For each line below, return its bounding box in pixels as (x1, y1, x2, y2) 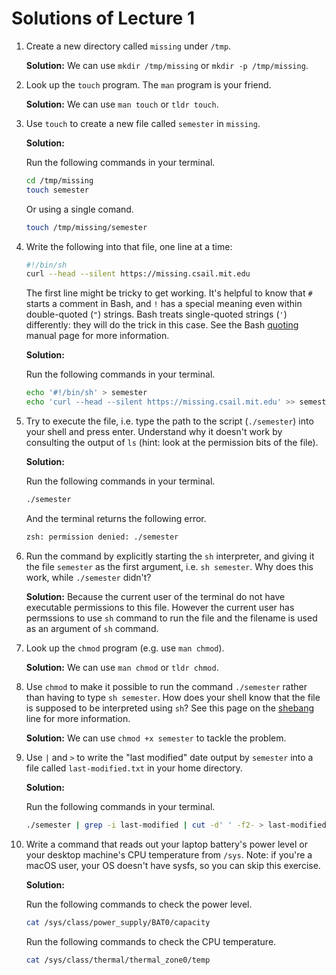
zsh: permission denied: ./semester (25, 532, 179, 542)
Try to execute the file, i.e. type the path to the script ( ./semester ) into (25, 415, 314, 427)
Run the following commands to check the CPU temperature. (25, 935, 277, 947)
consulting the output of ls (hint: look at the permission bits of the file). (25, 437, 319, 449)
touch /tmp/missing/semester (25, 222, 148, 232)
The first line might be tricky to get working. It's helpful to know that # (25, 287, 313, 299)
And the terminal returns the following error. (25, 512, 207, 524)
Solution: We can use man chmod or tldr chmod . (25, 661, 219, 673)
